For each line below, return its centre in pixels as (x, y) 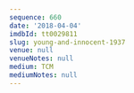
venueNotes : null (42, 58)
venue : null (31, 50)
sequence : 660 (36, 17)
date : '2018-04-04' (46, 26)
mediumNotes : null (43, 75)
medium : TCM (31, 67)
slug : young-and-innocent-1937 (67, 42)
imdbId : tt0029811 (43, 34)
